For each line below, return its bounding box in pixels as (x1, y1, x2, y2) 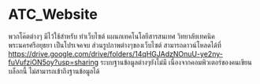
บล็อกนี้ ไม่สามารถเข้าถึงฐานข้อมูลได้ (8, 66, 100, 75)
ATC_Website (8, 5, 98, 24)
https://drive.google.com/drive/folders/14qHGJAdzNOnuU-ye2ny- (8, 49, 223, 58)
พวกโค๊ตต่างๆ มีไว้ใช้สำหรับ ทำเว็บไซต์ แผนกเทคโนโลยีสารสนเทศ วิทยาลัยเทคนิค (8, 31, 215, 41)
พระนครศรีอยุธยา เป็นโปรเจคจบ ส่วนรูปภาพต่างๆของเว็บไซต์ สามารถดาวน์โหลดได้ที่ (8, 40, 222, 49)
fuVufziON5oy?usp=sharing (8, 57, 99, 67)
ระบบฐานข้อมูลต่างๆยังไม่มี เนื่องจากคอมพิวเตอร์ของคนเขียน (100, 57, 252, 67)
